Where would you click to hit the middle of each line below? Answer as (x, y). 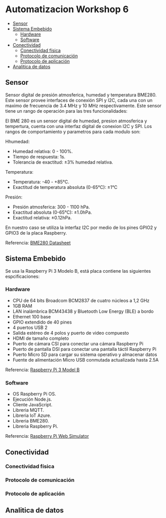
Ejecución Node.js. (32, 399)
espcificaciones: (22, 276)
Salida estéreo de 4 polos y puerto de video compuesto (71, 333)
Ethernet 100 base (32, 316)
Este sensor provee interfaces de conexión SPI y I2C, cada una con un (79, 100)
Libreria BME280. (31, 421)
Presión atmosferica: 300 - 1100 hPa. (51, 207)
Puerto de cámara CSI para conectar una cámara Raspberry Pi (78, 343)
